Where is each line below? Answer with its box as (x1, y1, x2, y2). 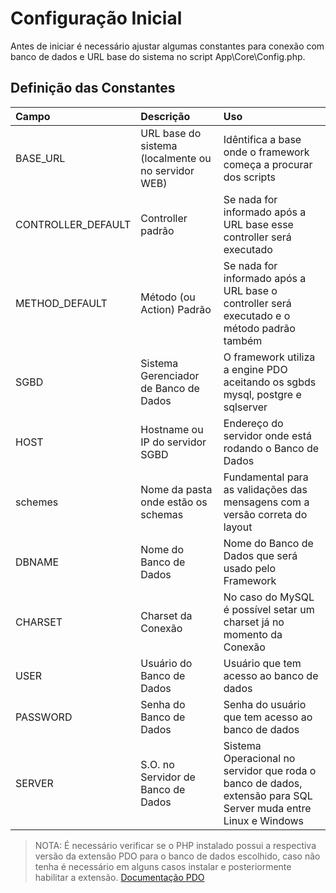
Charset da (140, 608, 193, 622)
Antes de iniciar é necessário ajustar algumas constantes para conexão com (10, 40, 325, 52)
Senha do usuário (223, 697, 307, 711)
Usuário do (140, 656, 193, 670)
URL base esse (223, 217, 294, 231)
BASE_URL (15, 151, 66, 165)
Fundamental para (223, 470, 309, 484)
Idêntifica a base (223, 132, 302, 146)
